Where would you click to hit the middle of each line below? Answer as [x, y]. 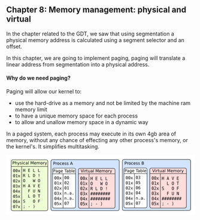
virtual [19, 19]
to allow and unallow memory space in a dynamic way [81, 122]
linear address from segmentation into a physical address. [78, 64]
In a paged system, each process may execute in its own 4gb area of [91, 134]
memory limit [31, 110]
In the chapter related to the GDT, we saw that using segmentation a [90, 34]
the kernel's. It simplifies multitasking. [53, 147]
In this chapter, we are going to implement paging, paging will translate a [96, 58]
